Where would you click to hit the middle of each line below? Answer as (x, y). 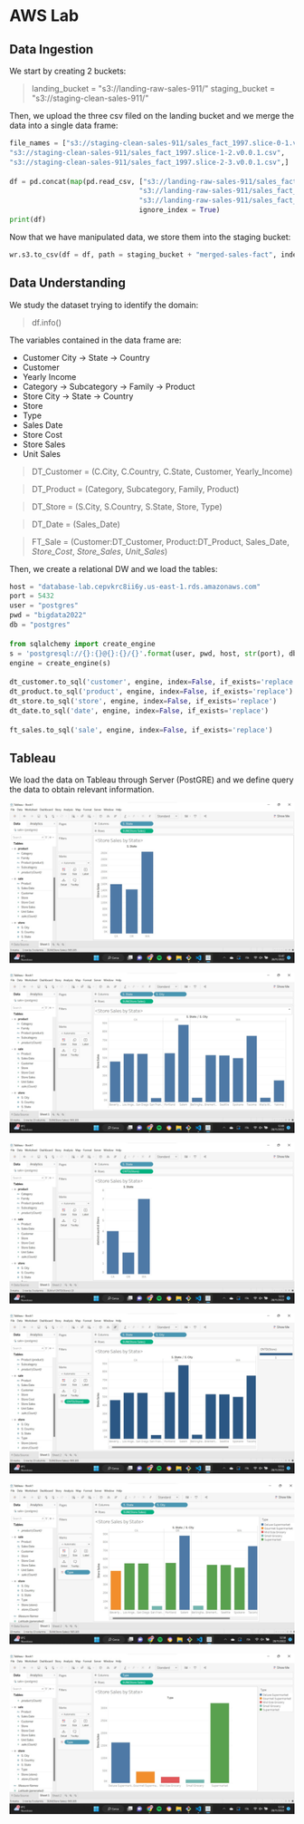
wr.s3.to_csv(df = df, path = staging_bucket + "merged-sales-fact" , (143, 255)
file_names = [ (38, 143)
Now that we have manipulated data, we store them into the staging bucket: (150, 237)
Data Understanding (68, 283)
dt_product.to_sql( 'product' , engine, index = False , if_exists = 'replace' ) (152, 692)
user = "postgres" (44, 606)
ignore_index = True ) (180, 210)
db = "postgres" (40, 625)
